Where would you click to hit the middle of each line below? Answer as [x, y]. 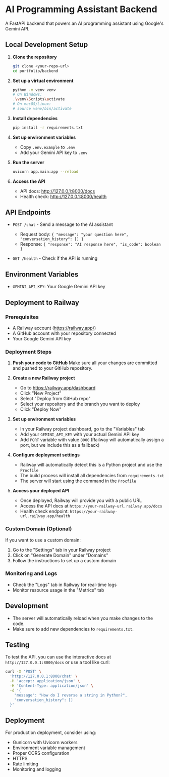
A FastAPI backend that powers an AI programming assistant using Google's [84, 23]
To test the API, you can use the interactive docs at [58, 657]
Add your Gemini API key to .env [54, 152]
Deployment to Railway [42, 302]
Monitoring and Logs [31, 573]
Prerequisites [22, 317]
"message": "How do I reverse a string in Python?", [71, 695]
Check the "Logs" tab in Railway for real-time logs [65, 585]
